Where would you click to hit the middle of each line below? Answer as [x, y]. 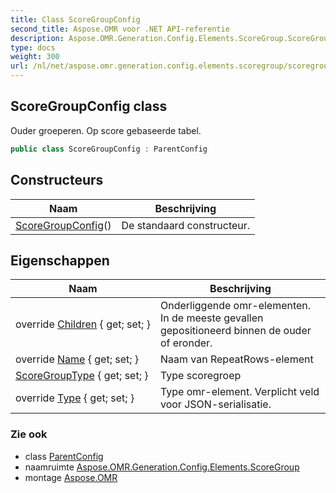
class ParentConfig [64, 456]
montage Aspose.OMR [71, 477]
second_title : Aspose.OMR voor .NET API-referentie [120, 29]
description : [37, 38]
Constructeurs [57, 180]
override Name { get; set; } [77, 359]
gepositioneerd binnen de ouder [235, 331]
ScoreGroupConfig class [89, 106]
